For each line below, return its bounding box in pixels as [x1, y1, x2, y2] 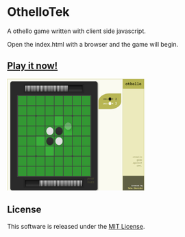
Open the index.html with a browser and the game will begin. [7, 40, 179, 48]
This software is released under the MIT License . [7, 222, 145, 230]
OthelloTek [7, 4, 70, 20]
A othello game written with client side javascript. [7, 27, 146, 35]
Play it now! [7, 60, 58, 72]
